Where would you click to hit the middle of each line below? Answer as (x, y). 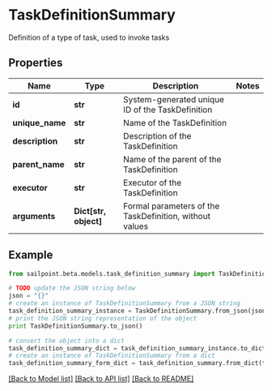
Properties (36, 63)
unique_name (39, 122)
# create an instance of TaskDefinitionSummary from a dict (112, 356)
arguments (34, 216)
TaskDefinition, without (166, 216)
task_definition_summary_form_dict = (72, 363)
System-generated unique (174, 99)
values (135, 226)
